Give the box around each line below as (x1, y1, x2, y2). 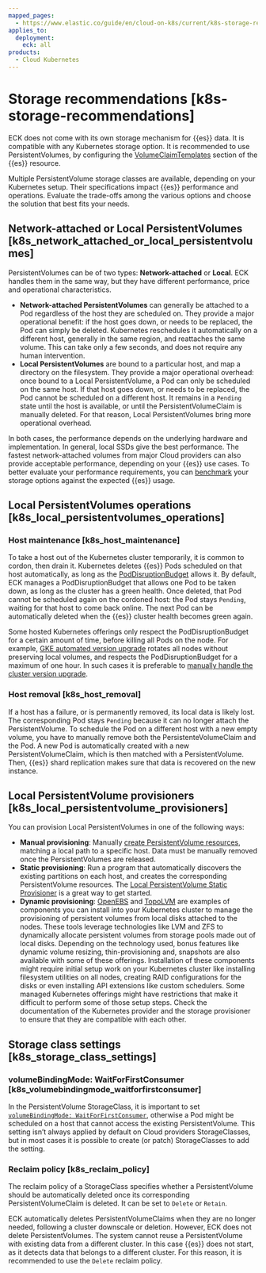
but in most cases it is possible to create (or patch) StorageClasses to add (8, 1136, 249, 1145)
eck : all (22, 41, 51, 49)
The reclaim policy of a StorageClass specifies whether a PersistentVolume (8, 1182, 253, 1191)
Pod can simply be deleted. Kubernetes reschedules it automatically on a (19, 325, 258, 335)
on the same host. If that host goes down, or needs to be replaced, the (19, 384, 250, 393)
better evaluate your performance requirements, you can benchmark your (8, 467, 249, 477)
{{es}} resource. (8, 158, 61, 167)
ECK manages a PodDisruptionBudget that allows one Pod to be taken (8, 578, 236, 588)
